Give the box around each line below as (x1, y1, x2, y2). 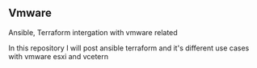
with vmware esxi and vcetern (8, 51, 109, 61)
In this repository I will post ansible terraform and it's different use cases (8, 43, 250, 53)
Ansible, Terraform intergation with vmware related (8, 27, 178, 37)
